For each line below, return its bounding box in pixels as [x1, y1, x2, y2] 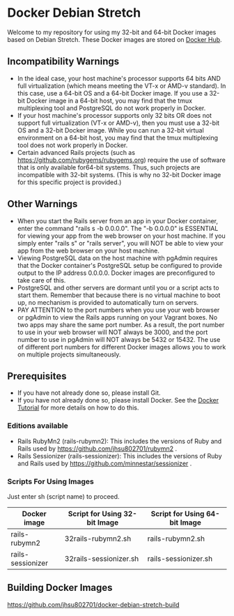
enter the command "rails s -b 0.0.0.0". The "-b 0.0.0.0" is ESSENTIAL [17, 224, 219, 232]
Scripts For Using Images [7, 476, 94, 486]
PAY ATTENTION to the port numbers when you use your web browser [17, 306, 220, 314]
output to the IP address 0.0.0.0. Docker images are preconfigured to [17, 269, 215, 277]
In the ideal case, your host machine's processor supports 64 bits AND [17, 74, 221, 82]
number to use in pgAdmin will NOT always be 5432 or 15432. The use [17, 335, 221, 343]
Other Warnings [7, 198, 78, 210]
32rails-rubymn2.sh [64, 534, 132, 543]
